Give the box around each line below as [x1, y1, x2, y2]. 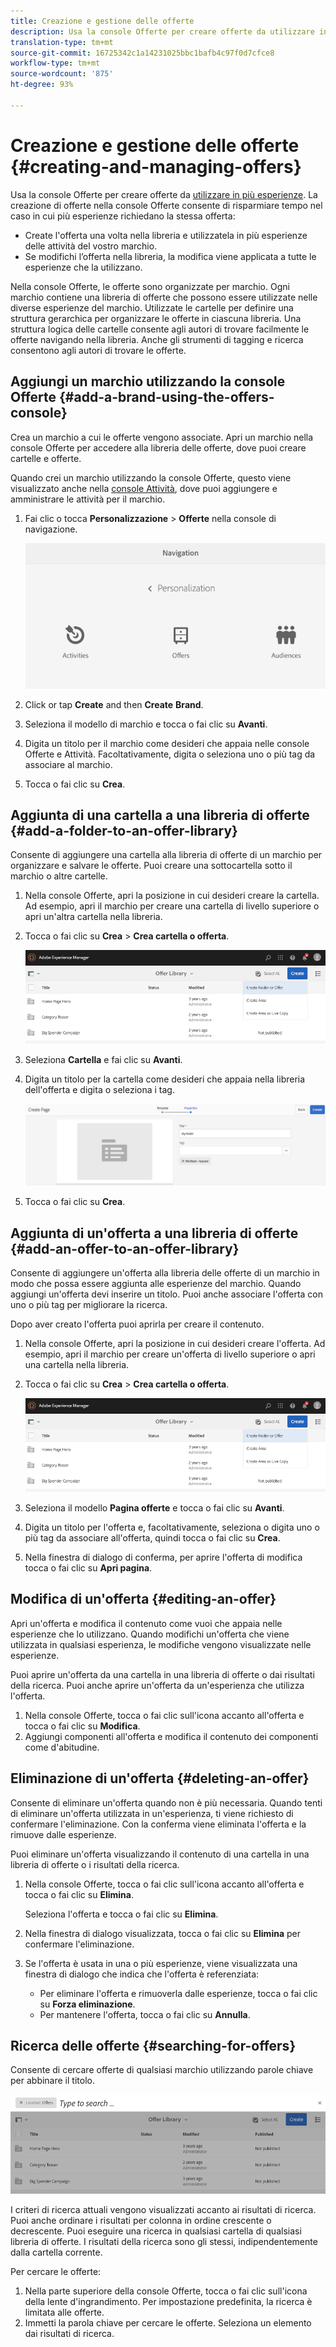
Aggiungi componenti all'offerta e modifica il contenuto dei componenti [24, 1730, 319, 1742]
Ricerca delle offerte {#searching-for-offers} [10, 2037, 297, 2054]
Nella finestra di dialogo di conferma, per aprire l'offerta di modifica [24, 1551, 303, 1563]
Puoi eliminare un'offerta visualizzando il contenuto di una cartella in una [10, 1848, 310, 1860]
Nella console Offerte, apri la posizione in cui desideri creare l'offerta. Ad [24, 1337, 326, 1349]
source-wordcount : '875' [10, 69, 114, 79]
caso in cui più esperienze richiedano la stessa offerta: [10, 210, 236, 222]
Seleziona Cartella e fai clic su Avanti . [24, 1054, 183, 1066]
